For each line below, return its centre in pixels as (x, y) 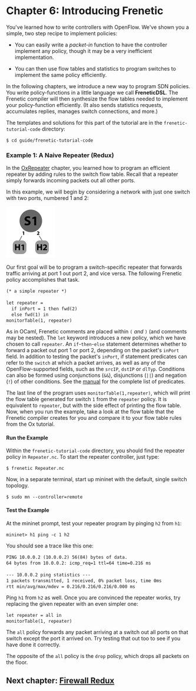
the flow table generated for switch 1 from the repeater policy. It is (87, 399)
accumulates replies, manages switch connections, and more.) (82, 111)
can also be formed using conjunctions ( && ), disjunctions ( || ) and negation (97, 375)
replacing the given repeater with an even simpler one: (72, 603)
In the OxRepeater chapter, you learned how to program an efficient (88, 168)
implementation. (34, 57)
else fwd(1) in (30, 315)
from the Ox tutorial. (30, 424)
